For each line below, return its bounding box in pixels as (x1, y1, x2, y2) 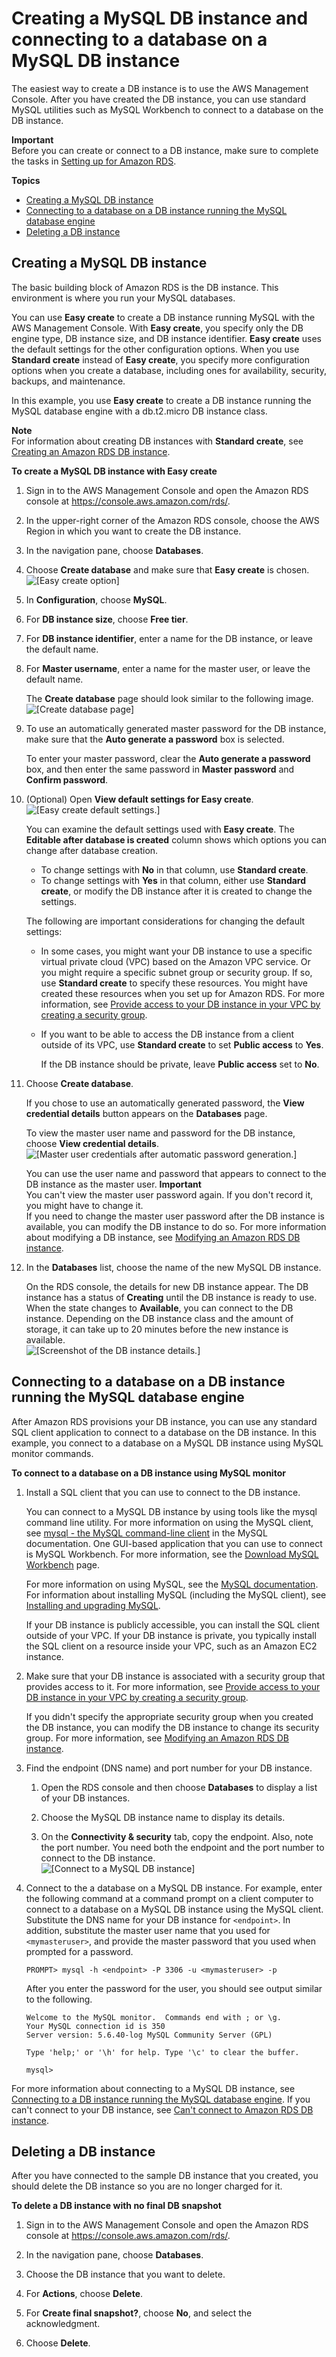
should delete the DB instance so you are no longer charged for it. (11, 2180, 283, 2192)
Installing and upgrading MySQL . (25, 1599, 161, 1611)
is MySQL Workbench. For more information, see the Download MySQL (25, 1548, 319, 1560)
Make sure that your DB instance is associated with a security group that (25, 1670, 326, 1682)
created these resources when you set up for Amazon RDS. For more (40, 987, 325, 999)
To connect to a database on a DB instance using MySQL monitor (11, 1467, 286, 1479)
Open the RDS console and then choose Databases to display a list (40, 1781, 318, 1793)
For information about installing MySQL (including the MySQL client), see (25, 1588, 327, 1601)
